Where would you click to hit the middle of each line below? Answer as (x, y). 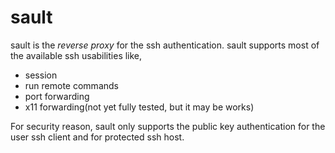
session (41, 75)
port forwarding (57, 96)
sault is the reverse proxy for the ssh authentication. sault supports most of (165, 45)
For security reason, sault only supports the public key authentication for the (168, 126)
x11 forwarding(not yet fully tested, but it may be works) (139, 107)
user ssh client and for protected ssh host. (97, 137)
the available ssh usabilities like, (76, 55)
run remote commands (71, 85)
